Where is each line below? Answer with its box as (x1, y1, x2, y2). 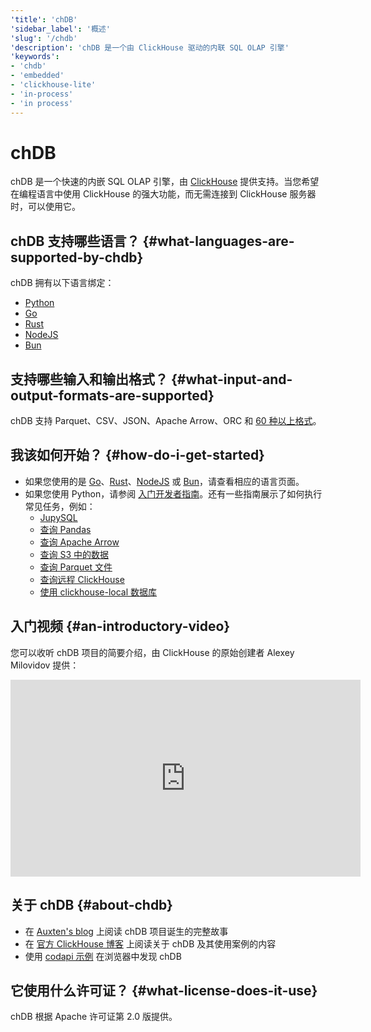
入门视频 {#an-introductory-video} (10, 618, 231, 635)
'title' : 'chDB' (10, 14, 78, 25)
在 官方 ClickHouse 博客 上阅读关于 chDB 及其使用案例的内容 (24, 937, 277, 950)
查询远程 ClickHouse (39, 573, 125, 585)
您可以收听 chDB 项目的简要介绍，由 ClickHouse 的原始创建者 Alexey (10, 646, 295, 658)
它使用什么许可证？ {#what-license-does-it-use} (10, 982, 318, 999)
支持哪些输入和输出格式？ (10, 371, 168, 388)
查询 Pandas (39, 523, 92, 535)
